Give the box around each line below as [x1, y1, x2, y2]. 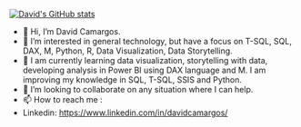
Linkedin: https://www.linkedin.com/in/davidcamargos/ [22, 107, 228, 118]
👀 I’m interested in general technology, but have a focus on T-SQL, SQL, [22, 36, 293, 46]
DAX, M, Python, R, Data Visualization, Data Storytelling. [22, 45, 234, 56]
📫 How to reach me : [22, 94, 103, 104]
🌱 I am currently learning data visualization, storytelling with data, [22, 55, 268, 65]
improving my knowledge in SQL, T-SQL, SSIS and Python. [22, 74, 243, 85]
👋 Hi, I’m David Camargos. [22, 26, 121, 36]
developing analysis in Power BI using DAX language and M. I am [22, 64, 266, 75]
